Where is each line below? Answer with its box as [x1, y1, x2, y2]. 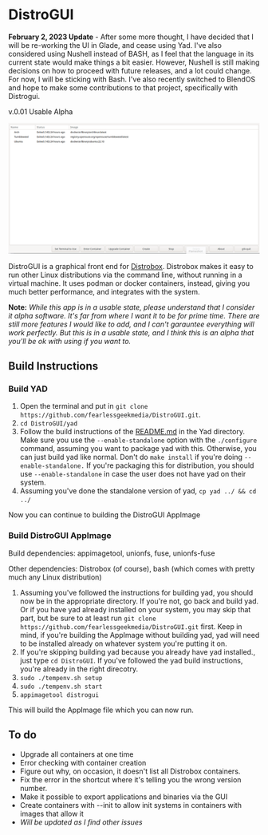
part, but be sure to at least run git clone [19, 613, 157, 623]
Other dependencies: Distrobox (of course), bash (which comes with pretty [8, 564, 255, 573]
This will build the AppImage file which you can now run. [8, 705, 194, 714]
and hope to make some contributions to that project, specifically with [8, 82, 238, 93]
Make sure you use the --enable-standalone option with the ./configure [19, 435, 258, 445]
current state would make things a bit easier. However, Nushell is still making [8, 57, 260, 67]
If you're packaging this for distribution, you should [86, 461, 254, 470]
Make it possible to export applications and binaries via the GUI [19, 792, 228, 801]
